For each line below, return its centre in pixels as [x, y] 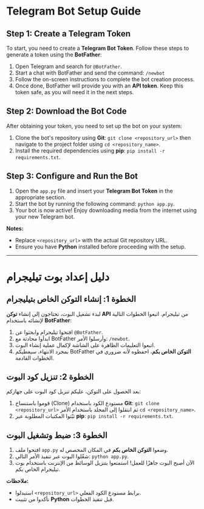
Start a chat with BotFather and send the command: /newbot [90, 73]
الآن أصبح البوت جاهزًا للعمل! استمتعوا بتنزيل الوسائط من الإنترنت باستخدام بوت [105, 463]
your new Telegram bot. [45, 216]
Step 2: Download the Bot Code [66, 111]
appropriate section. [40, 197]
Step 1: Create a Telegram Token [69, 34]
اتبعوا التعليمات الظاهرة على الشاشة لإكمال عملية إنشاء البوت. [85, 345]
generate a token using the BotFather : [54, 55]
